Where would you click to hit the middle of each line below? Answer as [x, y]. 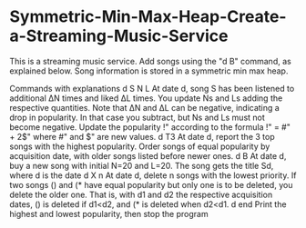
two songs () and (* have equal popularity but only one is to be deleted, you [151, 184]
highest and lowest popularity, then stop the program [109, 213]
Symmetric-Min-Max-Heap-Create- [148, 17]
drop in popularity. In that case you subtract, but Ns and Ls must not [138, 117]
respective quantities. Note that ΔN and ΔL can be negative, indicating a [144, 107]
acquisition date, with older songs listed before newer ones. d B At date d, [148, 155]
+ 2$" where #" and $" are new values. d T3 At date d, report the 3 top [142, 136]
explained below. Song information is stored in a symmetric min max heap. [149, 71]
